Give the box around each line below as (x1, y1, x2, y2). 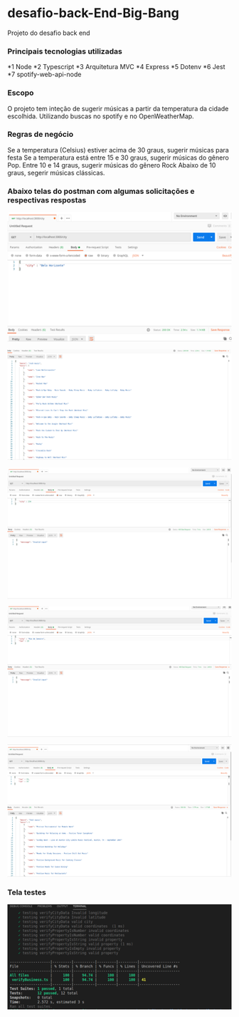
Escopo (7, 88, 34, 98)
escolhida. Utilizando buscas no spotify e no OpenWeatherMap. (7, 112, 194, 120)
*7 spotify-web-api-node (7, 70, 82, 79)
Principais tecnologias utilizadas (7, 46, 122, 56)
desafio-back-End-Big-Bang (7, 5, 179, 21)
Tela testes (7, 887, 46, 897)
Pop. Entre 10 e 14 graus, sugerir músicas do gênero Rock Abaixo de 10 (7, 160, 216, 169)
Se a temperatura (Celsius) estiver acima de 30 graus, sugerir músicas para (7, 145, 229, 154)
